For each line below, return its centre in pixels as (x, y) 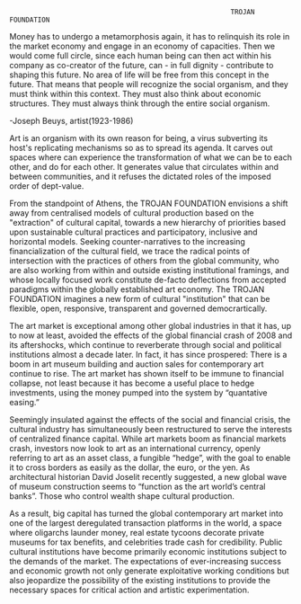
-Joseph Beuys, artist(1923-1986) (71, 121)
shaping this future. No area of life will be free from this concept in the (139, 75)
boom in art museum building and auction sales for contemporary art (137, 364)
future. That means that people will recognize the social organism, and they (149, 84)
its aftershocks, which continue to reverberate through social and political (146, 345)
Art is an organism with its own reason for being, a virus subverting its (138, 138)
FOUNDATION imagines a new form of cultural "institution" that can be (140, 299)
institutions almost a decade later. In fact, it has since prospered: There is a (148, 355)
